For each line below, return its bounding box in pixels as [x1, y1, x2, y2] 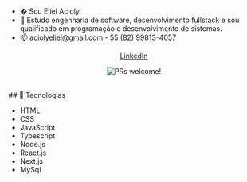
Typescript [19, 131, 56, 141]
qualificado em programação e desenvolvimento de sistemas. [19, 24, 222, 33]
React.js [19, 148, 47, 157]
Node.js [19, 140, 46, 149]
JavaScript [19, 122, 56, 132]
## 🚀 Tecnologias [8, 91, 66, 99]
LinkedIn [120, 51, 148, 60]
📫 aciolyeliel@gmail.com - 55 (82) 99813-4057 [19, 33, 177, 42]
